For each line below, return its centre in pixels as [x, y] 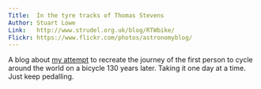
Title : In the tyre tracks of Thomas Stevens [86, 15]
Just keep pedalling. [41, 76]
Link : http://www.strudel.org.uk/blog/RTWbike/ [92, 30]
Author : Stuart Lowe [42, 23]
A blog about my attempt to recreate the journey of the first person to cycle [130, 60]
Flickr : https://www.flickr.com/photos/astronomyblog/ [100, 37]
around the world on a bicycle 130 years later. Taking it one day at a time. [127, 69]
